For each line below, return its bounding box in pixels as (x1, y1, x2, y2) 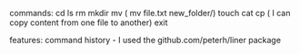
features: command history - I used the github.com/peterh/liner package (9, 35, 282, 45)
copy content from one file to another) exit (9, 17, 168, 28)
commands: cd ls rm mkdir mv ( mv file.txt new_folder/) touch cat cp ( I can (9, 8, 291, 18)
